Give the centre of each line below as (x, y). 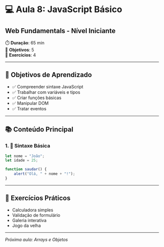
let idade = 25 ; (21, 161)
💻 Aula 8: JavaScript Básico (64, 10)
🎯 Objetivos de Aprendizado (49, 75)
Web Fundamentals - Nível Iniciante (60, 31)
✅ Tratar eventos (29, 108)
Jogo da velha (26, 226)
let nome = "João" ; (25, 156)
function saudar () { (26, 169)
